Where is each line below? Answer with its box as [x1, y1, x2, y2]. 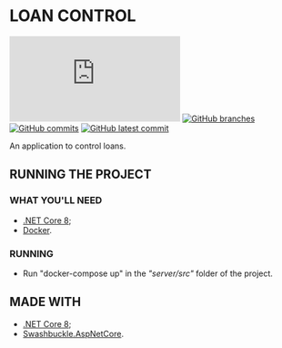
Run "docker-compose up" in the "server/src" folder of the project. [22, 268, 273, 279]
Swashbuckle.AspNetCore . [22, 328, 125, 339]
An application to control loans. [9, 140, 126, 151]
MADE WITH [9, 294, 82, 310]
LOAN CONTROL [9, 5, 136, 26]
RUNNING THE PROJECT [9, 167, 152, 182]
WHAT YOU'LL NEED [9, 194, 103, 207]
